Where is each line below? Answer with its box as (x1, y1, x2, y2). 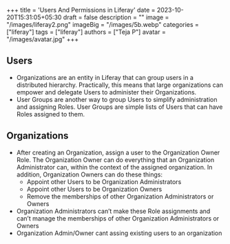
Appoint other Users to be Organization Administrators (26, 177, 182, 185)
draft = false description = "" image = (63, 13, 169, 21)
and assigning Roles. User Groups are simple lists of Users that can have (16, 103, 223, 111)
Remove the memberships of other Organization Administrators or (26, 192, 214, 201)
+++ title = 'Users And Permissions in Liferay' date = (6, 6, 156, 14)
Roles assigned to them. (16, 110, 85, 118)
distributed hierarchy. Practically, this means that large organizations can (16, 81, 224, 89)
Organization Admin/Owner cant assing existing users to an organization (16, 229, 222, 237)
